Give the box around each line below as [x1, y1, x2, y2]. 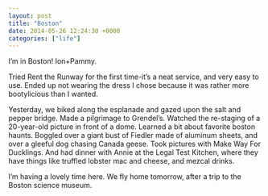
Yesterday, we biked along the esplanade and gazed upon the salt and [8, 105, 241, 115]
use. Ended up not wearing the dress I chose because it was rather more [8, 81, 249, 90]
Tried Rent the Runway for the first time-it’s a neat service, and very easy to [8, 72, 259, 81]
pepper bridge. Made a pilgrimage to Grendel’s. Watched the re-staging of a [8, 114, 261, 123]
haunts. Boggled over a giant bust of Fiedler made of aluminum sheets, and [8, 131, 258, 140]
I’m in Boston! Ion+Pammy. [8, 56, 97, 66]
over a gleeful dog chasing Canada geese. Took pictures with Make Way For [8, 139, 262, 149]
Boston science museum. [8, 181, 93, 190]
